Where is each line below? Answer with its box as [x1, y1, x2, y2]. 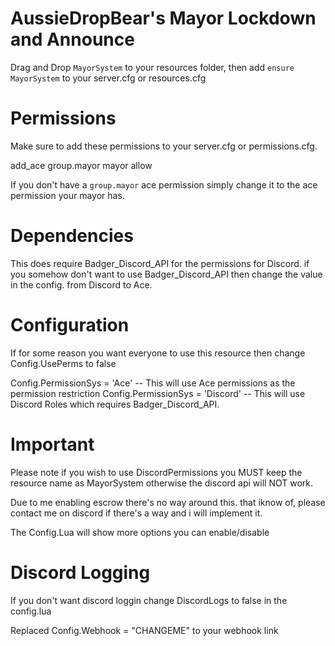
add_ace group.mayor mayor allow [10, 159, 153, 171]
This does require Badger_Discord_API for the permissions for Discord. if [10, 257, 310, 269]
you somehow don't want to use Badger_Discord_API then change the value [10, 268, 323, 280]
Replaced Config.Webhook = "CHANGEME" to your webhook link [10, 624, 279, 636]
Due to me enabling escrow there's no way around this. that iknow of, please [10, 496, 326, 508]
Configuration [10, 314, 130, 336]
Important [10, 433, 95, 456]
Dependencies [10, 225, 134, 247]
